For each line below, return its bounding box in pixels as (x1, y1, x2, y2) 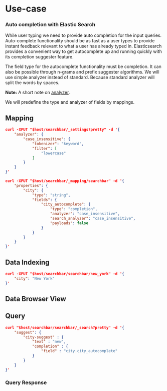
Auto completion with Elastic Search (5, 21, 96, 28)
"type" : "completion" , (50, 207, 98, 212)
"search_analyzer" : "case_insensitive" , (50, 216, 136, 221)
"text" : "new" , (32, 339, 66, 344)
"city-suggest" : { (23, 335, 64, 340)
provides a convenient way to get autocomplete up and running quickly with (5, 48, 162, 54)
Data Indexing (5, 258, 50, 267)
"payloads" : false (50, 220, 89, 226)
